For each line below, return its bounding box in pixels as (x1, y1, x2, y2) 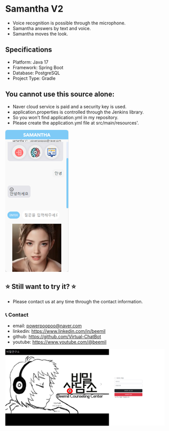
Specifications (5, 45, 52, 54)
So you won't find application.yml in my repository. (12, 114, 119, 120)
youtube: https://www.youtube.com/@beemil (12, 339, 107, 345)
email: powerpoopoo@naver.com (12, 323, 82, 329)
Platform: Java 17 (12, 59, 49, 65)
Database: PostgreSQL (12, 70, 60, 76)
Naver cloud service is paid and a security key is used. (12, 103, 127, 109)
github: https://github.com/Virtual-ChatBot (12, 334, 101, 340)
